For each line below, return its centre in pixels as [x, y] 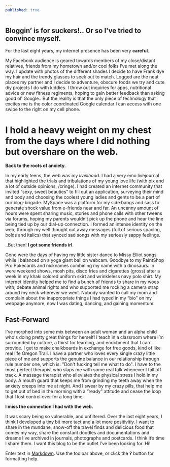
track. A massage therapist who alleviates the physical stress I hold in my [82, 375]
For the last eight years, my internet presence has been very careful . [77, 51]
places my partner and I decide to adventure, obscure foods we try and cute [85, 83]
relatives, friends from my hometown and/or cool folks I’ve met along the [81, 66]
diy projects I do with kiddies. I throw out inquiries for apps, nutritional [78, 88]
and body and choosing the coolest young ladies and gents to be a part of [83, 197]
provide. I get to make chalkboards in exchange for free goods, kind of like [83, 348]
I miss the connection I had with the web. [49, 407]
